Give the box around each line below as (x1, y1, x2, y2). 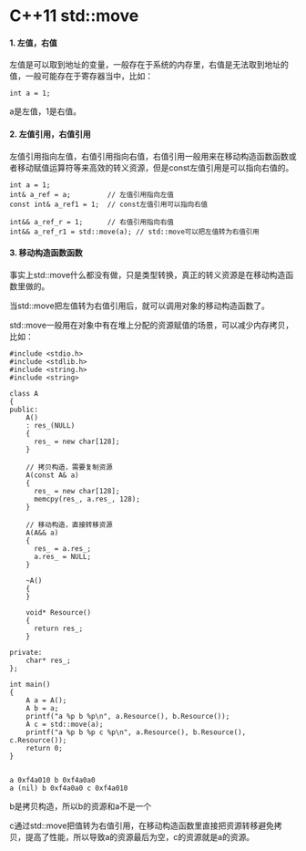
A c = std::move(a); (25, 720, 104, 729)
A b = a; (25, 703, 59, 712)
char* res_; (25, 656, 71, 665)
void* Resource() (25, 607, 92, 617)
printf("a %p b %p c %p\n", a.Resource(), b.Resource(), (25, 727, 247, 737)
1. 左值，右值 (9, 37, 57, 48)
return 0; (25, 743, 64, 752)
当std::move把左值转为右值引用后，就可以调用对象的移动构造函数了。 (9, 300, 270, 311)
